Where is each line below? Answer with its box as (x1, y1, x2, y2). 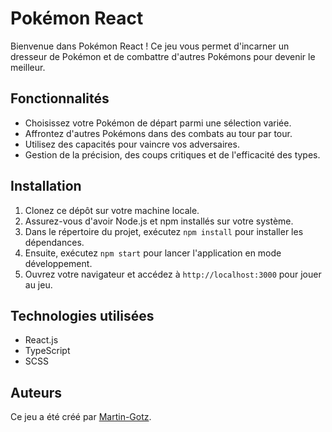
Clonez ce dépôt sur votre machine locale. (24, 204, 200, 216)
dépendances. (24, 236, 85, 248)
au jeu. (24, 278, 53, 291)
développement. (24, 257, 93, 269)
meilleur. (10, 61, 46, 73)
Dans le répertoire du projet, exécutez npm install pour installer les (24, 225, 304, 237)
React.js (24, 334, 59, 346)
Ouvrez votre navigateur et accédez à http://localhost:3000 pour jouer (24, 268, 322, 280)
